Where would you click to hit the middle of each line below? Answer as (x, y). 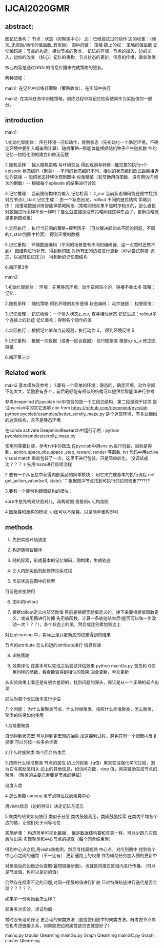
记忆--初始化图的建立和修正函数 (37, 154)
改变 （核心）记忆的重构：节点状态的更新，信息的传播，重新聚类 (91, 57)
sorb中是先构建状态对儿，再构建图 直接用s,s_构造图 (57, 501)
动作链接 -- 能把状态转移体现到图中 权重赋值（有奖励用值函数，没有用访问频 (82, 177)
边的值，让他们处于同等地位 (33, 823)
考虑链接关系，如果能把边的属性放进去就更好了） (63, 926)
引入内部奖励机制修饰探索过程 (42, 571)
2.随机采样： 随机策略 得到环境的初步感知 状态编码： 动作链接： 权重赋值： (81, 303)
